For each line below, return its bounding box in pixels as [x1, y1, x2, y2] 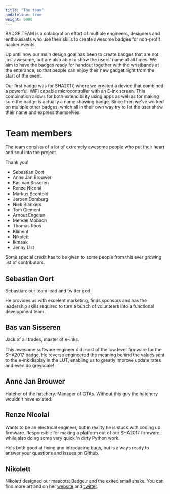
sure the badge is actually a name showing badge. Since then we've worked [5, 99, 164, 105]
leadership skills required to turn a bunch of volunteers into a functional [5, 303, 154, 309]
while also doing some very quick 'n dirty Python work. [5, 435, 120, 441]
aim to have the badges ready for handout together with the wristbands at [5, 62, 159, 68]
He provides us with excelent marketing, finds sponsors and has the [5, 297, 147, 304]
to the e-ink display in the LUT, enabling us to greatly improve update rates [5, 357, 161, 363]
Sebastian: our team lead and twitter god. [5, 288, 92, 294]
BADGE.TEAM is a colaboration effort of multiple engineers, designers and [5, 31, 160, 37]
